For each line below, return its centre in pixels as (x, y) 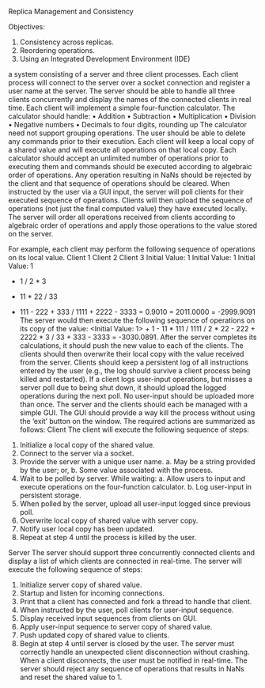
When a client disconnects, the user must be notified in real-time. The (133, 660)
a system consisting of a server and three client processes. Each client (123, 74)
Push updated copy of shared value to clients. (95, 635)
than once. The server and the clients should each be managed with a (133, 404)
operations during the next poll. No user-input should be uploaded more (137, 396)
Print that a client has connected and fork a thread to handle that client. (136, 601)
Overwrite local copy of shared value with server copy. (109, 520)
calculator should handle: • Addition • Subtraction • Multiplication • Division (132, 116)
